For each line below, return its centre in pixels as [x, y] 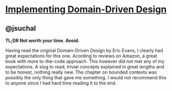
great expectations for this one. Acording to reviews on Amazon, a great [81, 56]
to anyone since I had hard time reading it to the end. [61, 83]
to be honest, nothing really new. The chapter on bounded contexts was [81, 72]
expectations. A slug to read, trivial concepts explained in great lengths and [85, 67]
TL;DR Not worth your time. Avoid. [42, 40]
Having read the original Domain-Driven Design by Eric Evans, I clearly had [84, 50]
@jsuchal [21, 28]
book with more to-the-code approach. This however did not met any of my [85, 61]
